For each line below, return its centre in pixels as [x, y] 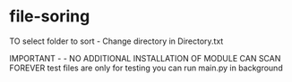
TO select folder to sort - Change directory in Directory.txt [116, 41]
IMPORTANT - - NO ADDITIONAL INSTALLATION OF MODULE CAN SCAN [145, 58]
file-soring [50, 16]
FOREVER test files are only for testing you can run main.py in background [146, 68]
